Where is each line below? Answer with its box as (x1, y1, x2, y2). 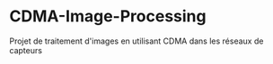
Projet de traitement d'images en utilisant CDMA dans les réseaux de (9, 36, 264, 46)
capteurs (9, 44, 43, 55)
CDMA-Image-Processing (9, 6, 207, 27)
